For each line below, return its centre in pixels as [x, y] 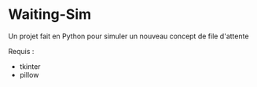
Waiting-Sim [50, 14]
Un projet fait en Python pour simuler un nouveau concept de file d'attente [128, 36]
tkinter [30, 66]
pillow [29, 74]
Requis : [21, 51]
